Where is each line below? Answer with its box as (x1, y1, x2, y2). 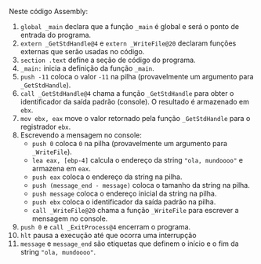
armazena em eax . (31, 164, 91, 173)
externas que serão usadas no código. (20, 47, 145, 56)
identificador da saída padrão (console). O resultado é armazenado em (20, 97, 250, 106)
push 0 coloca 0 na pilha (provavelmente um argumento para (31, 139, 228, 148)
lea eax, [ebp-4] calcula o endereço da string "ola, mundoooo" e (31, 156, 244, 164)
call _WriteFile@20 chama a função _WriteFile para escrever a (31, 206, 239, 214)
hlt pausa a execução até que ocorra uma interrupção (20, 231, 197, 240)
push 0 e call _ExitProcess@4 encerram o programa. (20, 222, 191, 231)
